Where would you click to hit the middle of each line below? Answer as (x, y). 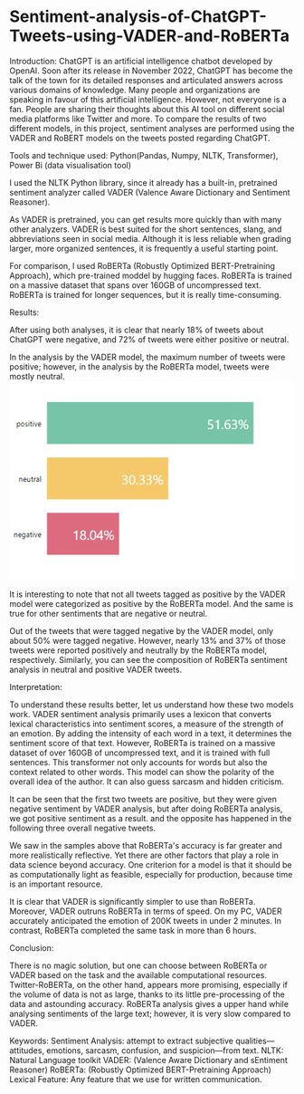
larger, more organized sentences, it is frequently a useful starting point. (144, 248)
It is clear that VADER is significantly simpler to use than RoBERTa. (133, 901)
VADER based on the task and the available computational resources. (138, 974)
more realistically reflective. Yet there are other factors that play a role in (144, 855)
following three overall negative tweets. (83, 828)
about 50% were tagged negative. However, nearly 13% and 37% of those (148, 640)
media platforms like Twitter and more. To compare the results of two (138, 119)
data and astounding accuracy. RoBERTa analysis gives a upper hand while (149, 1003)
